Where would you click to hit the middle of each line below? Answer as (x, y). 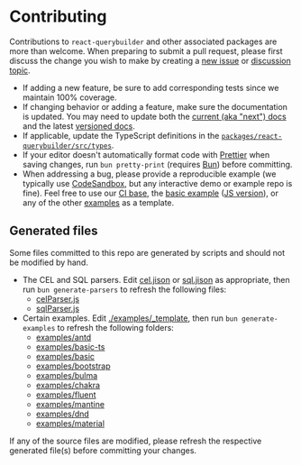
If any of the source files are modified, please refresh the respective (136, 441)
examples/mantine (70, 404)
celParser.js (57, 298)
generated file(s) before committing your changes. (103, 450)
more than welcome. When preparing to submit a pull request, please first (146, 50)
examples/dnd (63, 414)
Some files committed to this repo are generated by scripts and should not (147, 252)
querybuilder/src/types (67, 146)
